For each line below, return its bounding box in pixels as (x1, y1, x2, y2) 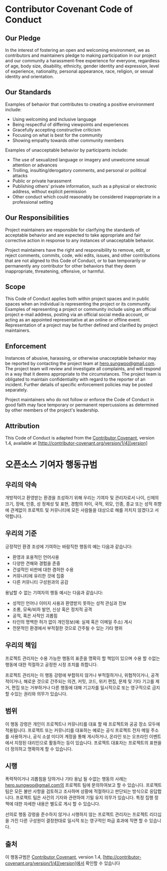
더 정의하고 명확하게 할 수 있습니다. (5, 746, 73, 752)
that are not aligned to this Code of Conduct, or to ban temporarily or (5, 258, 146, 264)
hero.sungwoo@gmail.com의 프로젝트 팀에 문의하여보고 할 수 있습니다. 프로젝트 (5, 782, 162, 788)
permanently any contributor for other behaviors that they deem (5, 263, 136, 269)
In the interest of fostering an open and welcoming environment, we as (5, 47, 150, 53)
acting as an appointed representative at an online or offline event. (5, 317, 141, 323)
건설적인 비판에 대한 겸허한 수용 (12, 567, 74, 573)
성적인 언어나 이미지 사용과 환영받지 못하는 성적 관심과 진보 (12, 600, 127, 606)
